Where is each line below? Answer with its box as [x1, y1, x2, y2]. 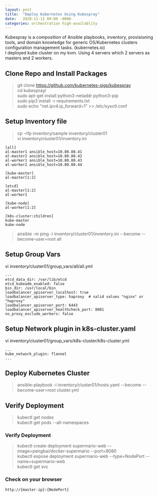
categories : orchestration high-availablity [5, 21, 98, 26]
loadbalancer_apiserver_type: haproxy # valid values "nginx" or [5, 294, 144, 299]
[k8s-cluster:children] [5, 214, 54, 219]
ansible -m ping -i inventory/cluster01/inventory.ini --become [17, 231, 141, 237]
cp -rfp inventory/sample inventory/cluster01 [17, 130, 107, 136]
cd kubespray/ [17, 88, 47, 94]
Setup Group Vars [5, 250, 61, 259]
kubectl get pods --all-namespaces [17, 420, 89, 425]
